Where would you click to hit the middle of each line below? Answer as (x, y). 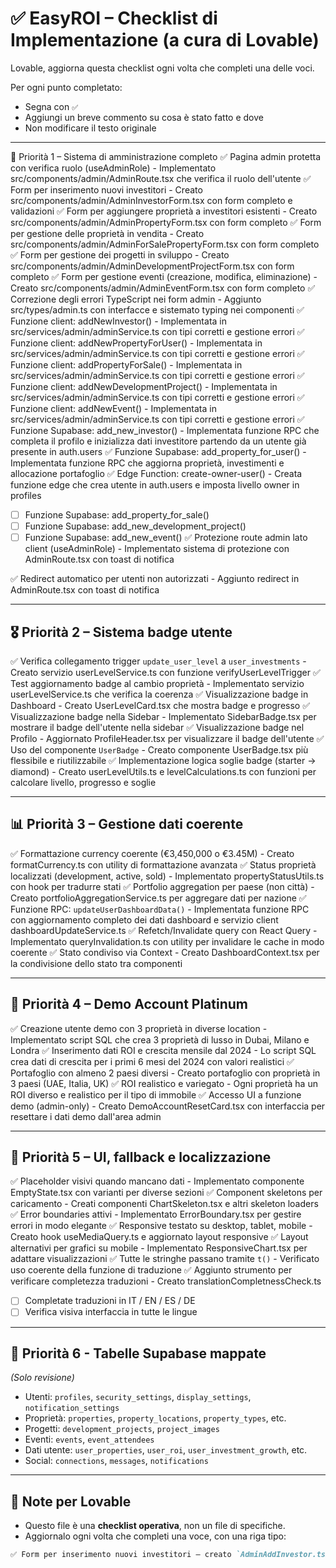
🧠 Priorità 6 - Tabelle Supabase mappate (138, 1353)
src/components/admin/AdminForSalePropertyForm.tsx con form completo (165, 244)
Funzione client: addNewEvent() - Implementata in (113, 408)
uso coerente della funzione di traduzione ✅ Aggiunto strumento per (151, 1270)
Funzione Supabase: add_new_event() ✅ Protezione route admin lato (166, 538)
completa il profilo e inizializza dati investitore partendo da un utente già (158, 441)
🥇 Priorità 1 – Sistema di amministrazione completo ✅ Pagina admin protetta (166, 156)
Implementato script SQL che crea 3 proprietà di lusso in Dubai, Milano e (160, 1039)
